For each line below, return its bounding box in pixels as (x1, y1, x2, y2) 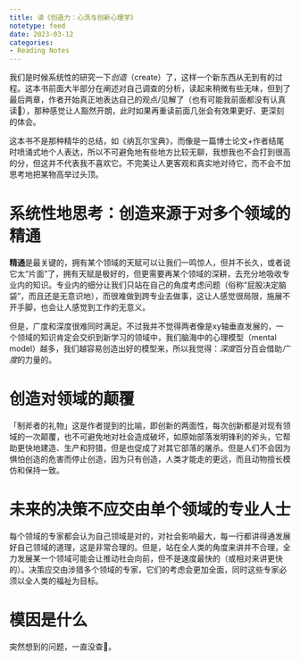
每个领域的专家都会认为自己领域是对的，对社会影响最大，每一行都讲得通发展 (9, 531, 291, 541)
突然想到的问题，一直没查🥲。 (9, 640, 117, 652)
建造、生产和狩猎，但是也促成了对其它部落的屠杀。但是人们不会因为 (39, 443, 291, 453)
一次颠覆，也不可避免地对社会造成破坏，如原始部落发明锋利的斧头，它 (24, 431, 283, 442)
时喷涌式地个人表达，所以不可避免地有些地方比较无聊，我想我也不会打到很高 (9, 146, 291, 157)
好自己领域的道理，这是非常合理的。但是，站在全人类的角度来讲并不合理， (9, 541, 283, 552)
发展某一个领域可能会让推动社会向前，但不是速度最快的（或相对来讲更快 (16, 553, 283, 564)
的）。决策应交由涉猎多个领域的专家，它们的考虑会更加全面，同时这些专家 (9, 564, 279, 574)
